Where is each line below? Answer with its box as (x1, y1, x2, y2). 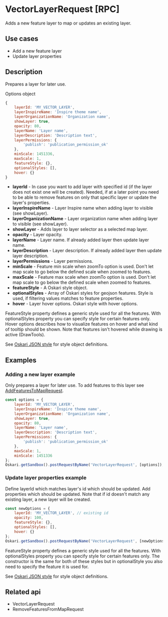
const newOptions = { (5, 506, 50, 511)
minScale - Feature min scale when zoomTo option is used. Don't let (12, 264, 154, 270)
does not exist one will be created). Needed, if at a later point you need (12, 189, 159, 195)
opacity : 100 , (14, 515, 43, 520)
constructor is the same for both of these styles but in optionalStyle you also (5, 558, 163, 564)
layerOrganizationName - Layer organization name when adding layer (12, 216, 158, 222)
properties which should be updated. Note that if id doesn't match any (5, 491, 150, 497)
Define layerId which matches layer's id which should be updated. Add (5, 485, 151, 491)
